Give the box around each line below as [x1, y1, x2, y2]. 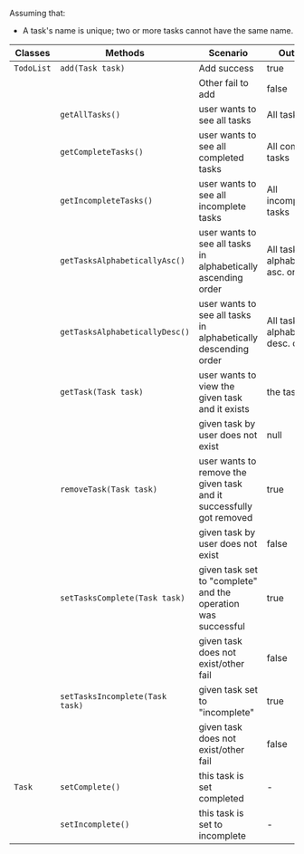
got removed [198, 512, 253, 523]
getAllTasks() [60, 110, 120, 120]
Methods [105, 47, 145, 59]
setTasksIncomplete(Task [60, 692, 167, 701]
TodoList [14, 63, 52, 73]
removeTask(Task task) [60, 485, 158, 494]
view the [198, 380, 235, 392]
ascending [198, 272, 243, 283]
